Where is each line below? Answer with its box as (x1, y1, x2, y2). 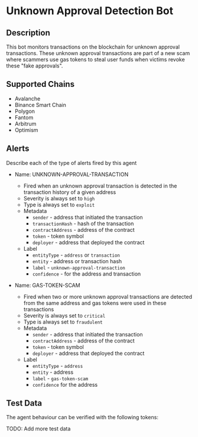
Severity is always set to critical (23, 312, 106, 319)
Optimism (14, 126, 38, 134)
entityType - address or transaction (32, 251, 120, 258)
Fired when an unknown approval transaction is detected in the (23, 182, 177, 189)
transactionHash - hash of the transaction (32, 220, 134, 227)
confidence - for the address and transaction (32, 270, 141, 277)
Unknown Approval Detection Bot (6, 4, 173, 18)
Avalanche (14, 95, 41, 102)
